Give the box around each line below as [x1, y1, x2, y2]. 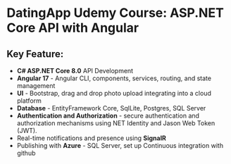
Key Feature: [6, 48, 64, 60]
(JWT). [16, 127, 37, 134]
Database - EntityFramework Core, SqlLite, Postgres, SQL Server [16, 104, 206, 112]
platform [16, 96, 42, 105]
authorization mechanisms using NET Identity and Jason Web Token [16, 119, 216, 127]
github [16, 149, 36, 157]
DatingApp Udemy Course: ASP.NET [6, 5, 225, 21]
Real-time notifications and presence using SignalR [16, 134, 166, 142]
